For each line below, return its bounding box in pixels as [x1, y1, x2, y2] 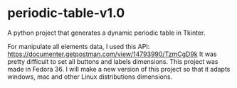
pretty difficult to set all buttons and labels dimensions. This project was [7, 57, 218, 65]
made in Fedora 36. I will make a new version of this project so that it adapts [7, 65, 231, 73]
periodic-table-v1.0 [7, 5, 125, 21]
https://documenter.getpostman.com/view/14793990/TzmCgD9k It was [7, 50, 217, 58]
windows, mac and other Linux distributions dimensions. [7, 72, 173, 81]
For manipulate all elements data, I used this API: [7, 42, 150, 50]
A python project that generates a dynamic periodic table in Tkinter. [7, 28, 206, 37]
